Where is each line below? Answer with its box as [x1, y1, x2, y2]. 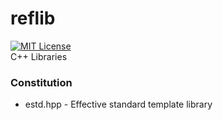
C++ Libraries [10, 50, 68, 62]
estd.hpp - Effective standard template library [24, 98, 213, 111]
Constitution [10, 75, 73, 89]
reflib [10, 7, 56, 30]
